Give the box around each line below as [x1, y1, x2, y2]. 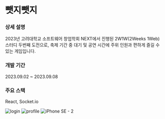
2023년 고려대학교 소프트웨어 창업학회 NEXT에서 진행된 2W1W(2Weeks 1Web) [5, 36, 160, 42]
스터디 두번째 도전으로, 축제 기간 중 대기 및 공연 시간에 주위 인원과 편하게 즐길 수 [5, 42, 160, 48]
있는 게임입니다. [5, 48, 36, 54]
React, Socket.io [5, 99, 39, 105]
